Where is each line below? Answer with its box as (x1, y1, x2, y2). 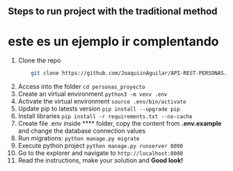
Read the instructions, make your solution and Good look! (17, 156, 184, 165)
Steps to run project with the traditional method (8, 6, 218, 17)
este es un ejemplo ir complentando (8, 33, 219, 49)
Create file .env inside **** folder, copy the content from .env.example (17, 120, 222, 128)
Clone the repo (17, 56, 61, 65)
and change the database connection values (17, 127, 146, 135)
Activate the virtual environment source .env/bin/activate (17, 97, 186, 106)
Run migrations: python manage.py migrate (17, 134, 140, 142)
